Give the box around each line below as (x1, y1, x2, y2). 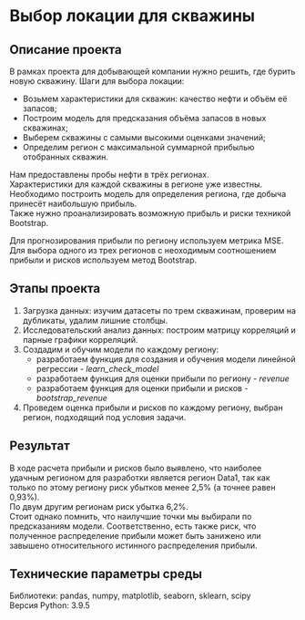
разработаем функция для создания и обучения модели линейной (36, 353, 296, 365)
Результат (9, 439, 71, 454)
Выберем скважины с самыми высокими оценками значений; (22, 132, 266, 142)
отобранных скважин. (22, 151, 109, 162)
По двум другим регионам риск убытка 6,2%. (9, 501, 188, 511)
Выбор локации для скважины (9, 5, 256, 26)
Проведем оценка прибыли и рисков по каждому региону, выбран (22, 402, 284, 413)
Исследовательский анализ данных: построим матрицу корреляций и (22, 325, 296, 336)
